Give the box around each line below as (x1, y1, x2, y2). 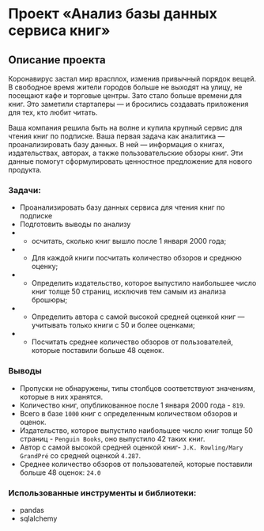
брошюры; (31, 295, 68, 305)
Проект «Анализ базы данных (8, 5, 217, 23)
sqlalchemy (19, 514, 58, 523)
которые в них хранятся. (19, 392, 104, 401)
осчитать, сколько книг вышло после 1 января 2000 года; (31, 237, 227, 246)
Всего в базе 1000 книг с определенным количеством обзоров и (19, 408, 238, 418)
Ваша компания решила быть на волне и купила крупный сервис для (8, 123, 243, 132)
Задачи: (8, 184, 41, 195)
